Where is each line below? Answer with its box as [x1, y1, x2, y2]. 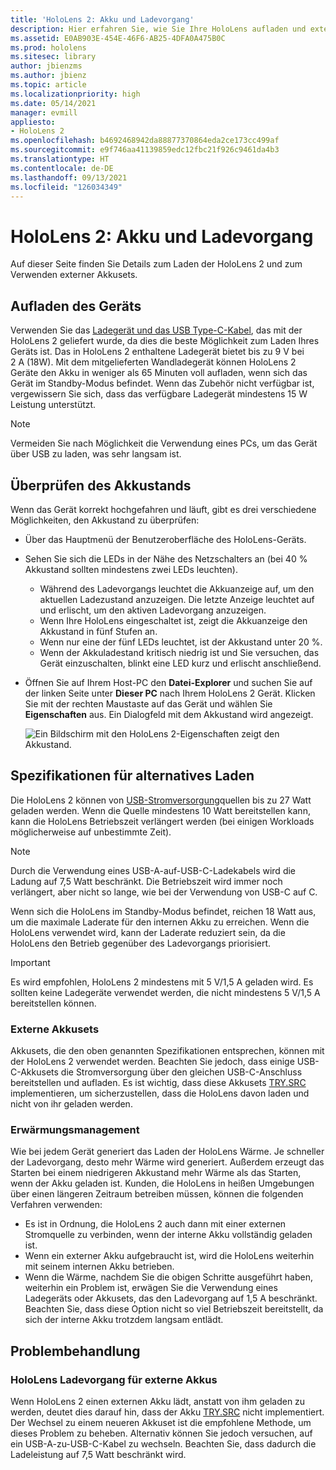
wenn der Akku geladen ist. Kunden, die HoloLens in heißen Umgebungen [10, 1177, 315, 1190]
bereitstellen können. [10, 997, 97, 1009]
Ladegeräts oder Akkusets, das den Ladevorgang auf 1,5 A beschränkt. [24, 1292, 318, 1305]
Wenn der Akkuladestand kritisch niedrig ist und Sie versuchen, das [39, 646, 320, 658]
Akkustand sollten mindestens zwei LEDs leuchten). [24, 563, 238, 575]
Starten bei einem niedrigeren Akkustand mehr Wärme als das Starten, [10, 1167, 302, 1179]
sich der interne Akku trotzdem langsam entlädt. [24, 1314, 224, 1326]
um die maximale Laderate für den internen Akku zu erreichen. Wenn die [10, 916, 310, 928]
